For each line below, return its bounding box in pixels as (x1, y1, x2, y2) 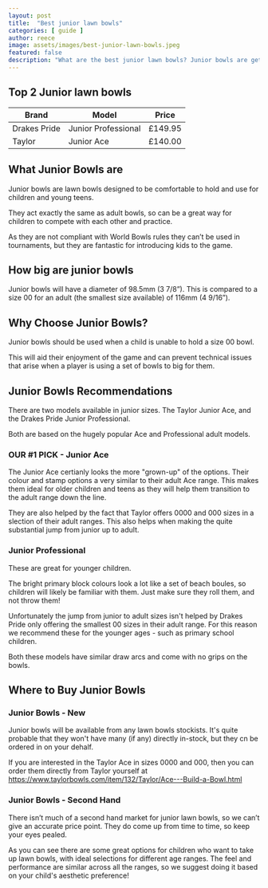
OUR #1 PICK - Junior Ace (8, 449, 109, 460)
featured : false (8, 49, 62, 57)
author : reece (8, 33, 56, 42)
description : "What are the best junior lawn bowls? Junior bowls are (8, 57, 248, 65)
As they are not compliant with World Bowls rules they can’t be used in (8, 232, 241, 242)
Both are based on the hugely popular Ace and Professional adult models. (8, 429, 251, 438)
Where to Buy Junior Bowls (8, 683, 146, 697)
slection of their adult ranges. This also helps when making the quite (8, 517, 233, 526)
